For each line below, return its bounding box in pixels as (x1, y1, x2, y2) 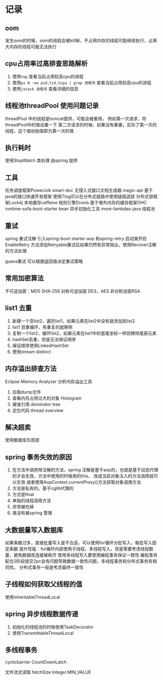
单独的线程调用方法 (12, 497, 51, 504)
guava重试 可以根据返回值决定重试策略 (5, 258, 83, 264)
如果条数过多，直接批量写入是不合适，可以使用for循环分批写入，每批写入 (5, 539, 153, 546)
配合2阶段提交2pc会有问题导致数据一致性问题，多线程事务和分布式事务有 (5, 558, 153, 564)
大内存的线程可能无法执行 (5, 44, 57, 49)
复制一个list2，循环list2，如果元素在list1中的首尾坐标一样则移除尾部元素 (12, 330, 157, 336)
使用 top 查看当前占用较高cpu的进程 (12, 73, 84, 79)
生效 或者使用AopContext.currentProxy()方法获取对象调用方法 (16, 479, 141, 485)
